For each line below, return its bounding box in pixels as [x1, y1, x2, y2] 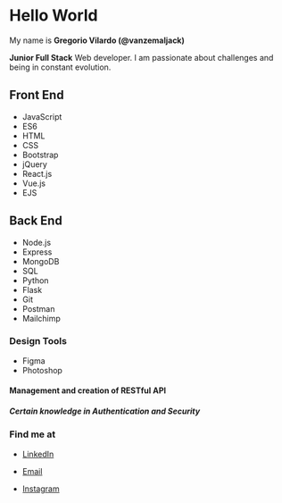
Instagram [21, 483, 60, 494]
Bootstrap [21, 149, 59, 160]
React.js [21, 168, 53, 179]
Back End [9, 214, 62, 229]
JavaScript [21, 111, 62, 122]
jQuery [21, 158, 47, 170]
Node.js [21, 237, 52, 247]
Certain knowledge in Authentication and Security [9, 406, 201, 416]
